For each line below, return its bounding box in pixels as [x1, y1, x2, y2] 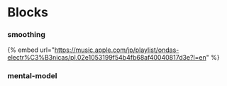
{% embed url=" [7, 45, 55, 54]
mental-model [7, 71, 57, 81]
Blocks [7, 4, 48, 21]
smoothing [7, 30, 46, 40]
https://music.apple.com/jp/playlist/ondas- [54, 45, 179, 54]
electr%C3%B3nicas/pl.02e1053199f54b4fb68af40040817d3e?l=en [7, 53, 207, 62]
